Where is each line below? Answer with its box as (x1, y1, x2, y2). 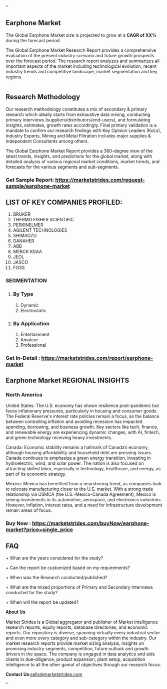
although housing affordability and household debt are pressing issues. (5, 450, 152, 456)
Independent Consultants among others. (5, 138, 89, 144)
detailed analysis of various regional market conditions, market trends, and (5, 158, 159, 165)
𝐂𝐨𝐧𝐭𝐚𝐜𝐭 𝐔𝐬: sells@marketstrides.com (5, 671, 82, 677)
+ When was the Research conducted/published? (5, 575, 107, 581)
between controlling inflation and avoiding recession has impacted (5, 419, 143, 425)
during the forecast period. (5, 37, 61, 43)
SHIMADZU (12, 233, 37, 239)
